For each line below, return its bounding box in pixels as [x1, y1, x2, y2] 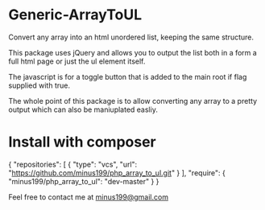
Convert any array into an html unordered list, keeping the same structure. [8, 32, 255, 42]
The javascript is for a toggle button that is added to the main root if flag [8, 72, 247, 81]
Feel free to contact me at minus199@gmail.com [8, 191, 169, 202]
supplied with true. [8, 80, 71, 90]
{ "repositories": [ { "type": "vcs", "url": [8, 159, 138, 169]
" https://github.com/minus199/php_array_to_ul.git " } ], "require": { [8, 167, 226, 178]
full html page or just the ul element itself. [8, 56, 146, 66]
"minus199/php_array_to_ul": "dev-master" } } [8, 176, 159, 186]
